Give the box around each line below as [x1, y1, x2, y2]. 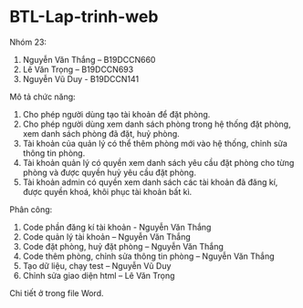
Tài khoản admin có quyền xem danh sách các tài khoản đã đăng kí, [22, 176, 278, 188]
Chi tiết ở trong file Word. [9, 287, 104, 298]
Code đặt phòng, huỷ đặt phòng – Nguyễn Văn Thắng [22, 241, 224, 252]
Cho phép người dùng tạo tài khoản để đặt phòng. [22, 108, 211, 119]
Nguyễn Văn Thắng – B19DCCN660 [22, 54, 156, 65]
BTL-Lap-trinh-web [9, 6, 159, 27]
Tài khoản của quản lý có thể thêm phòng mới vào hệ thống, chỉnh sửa [22, 138, 287, 149]
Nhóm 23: [9, 36, 47, 47]
